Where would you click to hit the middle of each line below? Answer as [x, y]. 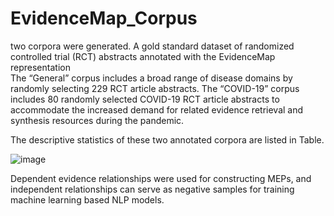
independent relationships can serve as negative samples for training [152, 189]
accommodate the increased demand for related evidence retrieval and [157, 109]
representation [40, 67]
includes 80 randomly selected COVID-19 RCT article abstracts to [145, 99]
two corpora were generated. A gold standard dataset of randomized [152, 46]
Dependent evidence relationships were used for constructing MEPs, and [161, 178]
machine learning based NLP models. [87, 199]
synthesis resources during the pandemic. [97, 120]
